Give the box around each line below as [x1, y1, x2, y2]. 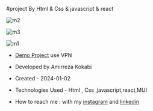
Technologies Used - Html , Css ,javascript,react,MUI [14, 86, 148, 94]
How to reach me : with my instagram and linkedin [14, 98, 140, 105]
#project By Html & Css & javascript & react [6, 5, 114, 12]
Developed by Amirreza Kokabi [14, 63, 92, 70]
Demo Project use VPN [14, 52, 72, 59]
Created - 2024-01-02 [14, 75, 71, 82]
